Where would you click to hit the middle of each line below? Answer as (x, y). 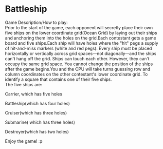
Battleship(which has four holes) (37, 103)
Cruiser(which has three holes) (36, 112)
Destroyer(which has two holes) (37, 131)
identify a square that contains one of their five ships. (59, 79)
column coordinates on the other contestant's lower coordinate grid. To (76, 74)
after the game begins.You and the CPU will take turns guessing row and (78, 69)
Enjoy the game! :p (24, 141)
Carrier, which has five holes (34, 94)
